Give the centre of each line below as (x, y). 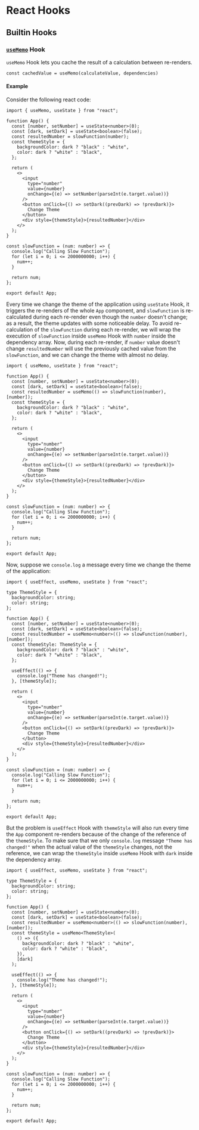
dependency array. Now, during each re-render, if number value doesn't (93, 342)
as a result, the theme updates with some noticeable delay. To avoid (90, 323)
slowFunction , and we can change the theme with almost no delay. (88, 355)
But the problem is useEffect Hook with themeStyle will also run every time (97, 828)
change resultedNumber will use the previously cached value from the (91, 349)
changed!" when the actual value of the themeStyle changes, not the (89, 847)
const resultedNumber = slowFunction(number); (70, 137)
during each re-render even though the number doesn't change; (110, 317)
